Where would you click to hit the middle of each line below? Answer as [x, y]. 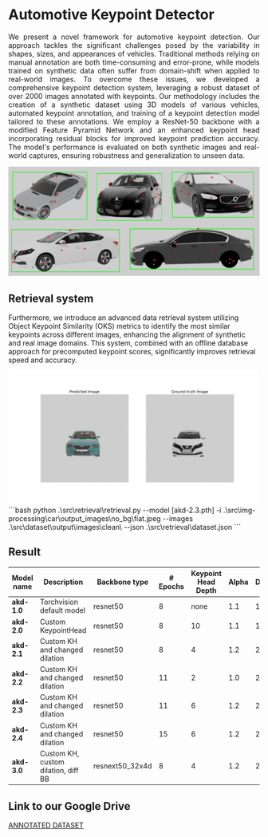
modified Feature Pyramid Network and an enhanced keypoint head [134, 130]
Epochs [171, 586]
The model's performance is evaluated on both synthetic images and [125, 147]
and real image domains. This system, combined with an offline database [128, 343]
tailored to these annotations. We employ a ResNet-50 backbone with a [134, 121]
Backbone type [123, 582]
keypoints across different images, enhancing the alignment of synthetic [127, 335]
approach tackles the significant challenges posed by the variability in [134, 45]
